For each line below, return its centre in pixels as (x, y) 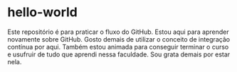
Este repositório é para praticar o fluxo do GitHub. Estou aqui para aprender (118, 32)
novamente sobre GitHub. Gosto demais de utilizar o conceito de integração (118, 39)
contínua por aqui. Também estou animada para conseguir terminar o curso (118, 47)
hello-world (43, 12)
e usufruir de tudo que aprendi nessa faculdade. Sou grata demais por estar (119, 54)
